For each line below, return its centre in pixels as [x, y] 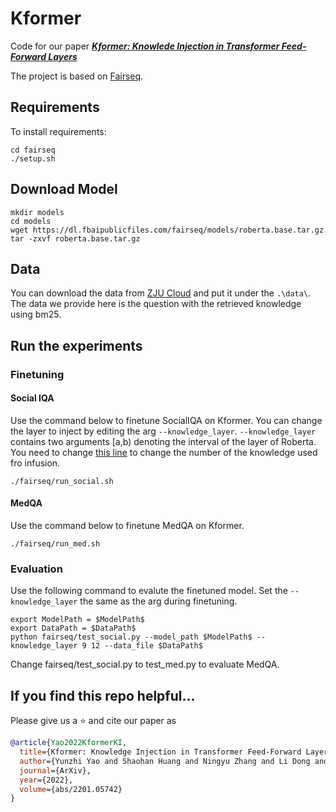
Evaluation [36, 569]
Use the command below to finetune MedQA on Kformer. [127, 526]
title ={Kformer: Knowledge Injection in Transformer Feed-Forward [160, 752]
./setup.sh [33, 158]
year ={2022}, [46, 780]
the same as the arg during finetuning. [158, 601]
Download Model [64, 189]
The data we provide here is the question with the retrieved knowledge [156, 304]
